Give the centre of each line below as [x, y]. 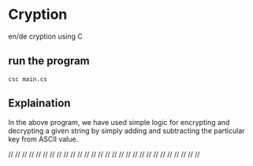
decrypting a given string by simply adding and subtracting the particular [127, 131]
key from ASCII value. [43, 138]
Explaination [39, 103]
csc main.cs [28, 79]
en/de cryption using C [45, 36]
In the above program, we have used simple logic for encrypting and [119, 122]
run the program [49, 61]
